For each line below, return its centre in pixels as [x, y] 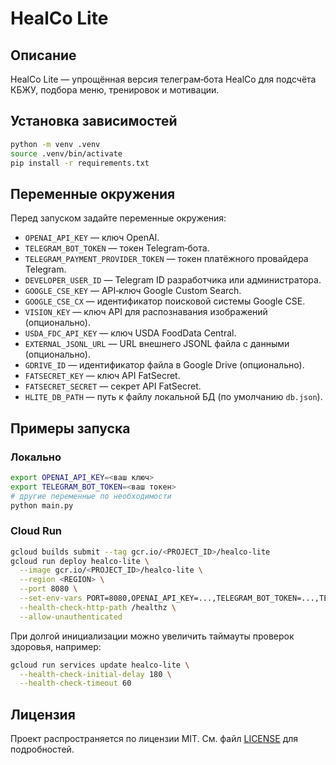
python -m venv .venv [55, 144]
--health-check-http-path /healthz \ [98, 607]
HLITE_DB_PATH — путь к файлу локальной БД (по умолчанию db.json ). [173, 397]
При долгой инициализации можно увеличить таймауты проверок [152, 636]
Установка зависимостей [94, 121]
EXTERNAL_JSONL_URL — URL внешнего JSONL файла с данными [157, 344]
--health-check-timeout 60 [75, 683]
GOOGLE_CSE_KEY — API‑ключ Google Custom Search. [133, 291]
